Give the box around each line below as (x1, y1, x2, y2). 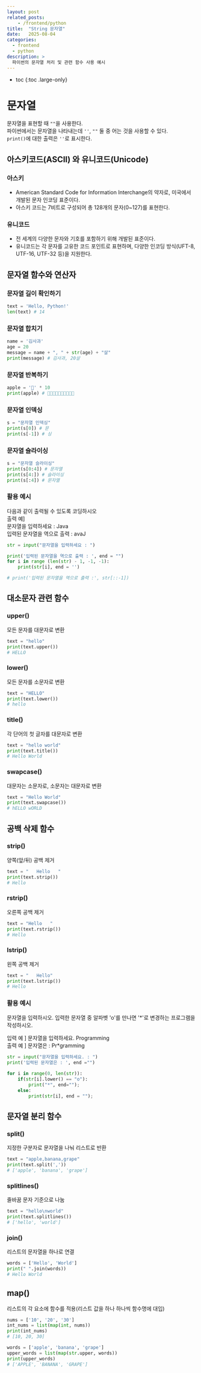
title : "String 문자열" (7, 25, 66, 32)
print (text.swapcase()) (7, 800, 67, 806)
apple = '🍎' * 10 (7, 384, 51, 391)
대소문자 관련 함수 (7, 593, 69, 604)
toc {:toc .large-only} (15, 76, 68, 83)
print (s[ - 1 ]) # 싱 (7, 431, 52, 437)
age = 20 (7, 344, 29, 350)
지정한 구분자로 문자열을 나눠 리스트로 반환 (7, 1144, 107, 1152)
